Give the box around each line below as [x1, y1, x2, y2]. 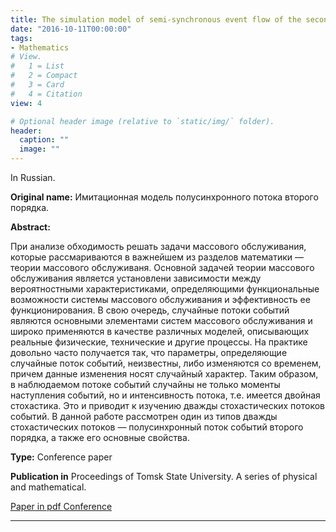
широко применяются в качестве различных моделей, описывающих [10, 326, 310, 337]
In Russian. [10, 172, 56, 183]
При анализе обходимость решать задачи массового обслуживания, [10, 241, 307, 252]
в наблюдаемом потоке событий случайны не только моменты [10, 379, 281, 390]
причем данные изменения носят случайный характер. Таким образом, [10, 368, 319, 380]
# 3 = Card [10, 80, 65, 90]
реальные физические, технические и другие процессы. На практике [10, 336, 308, 348]
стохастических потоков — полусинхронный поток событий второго [10, 421, 304, 433]
